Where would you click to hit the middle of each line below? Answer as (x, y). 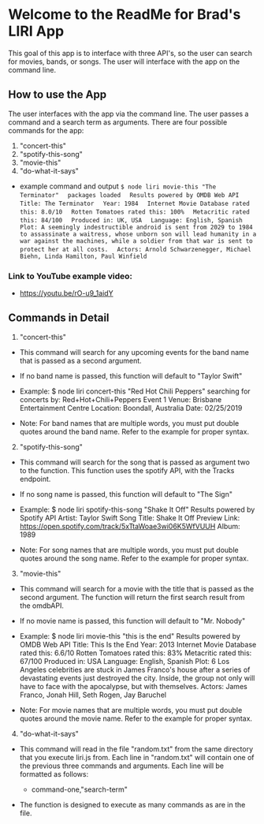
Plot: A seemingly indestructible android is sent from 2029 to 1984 (136, 227)
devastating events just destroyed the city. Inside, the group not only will (137, 678)
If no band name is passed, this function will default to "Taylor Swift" (131, 375)
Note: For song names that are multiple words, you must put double (129, 550)
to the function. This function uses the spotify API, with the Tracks (127, 470)
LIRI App (36, 31)
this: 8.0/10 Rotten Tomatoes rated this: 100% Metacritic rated (134, 212)
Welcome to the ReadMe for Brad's (125, 15)
